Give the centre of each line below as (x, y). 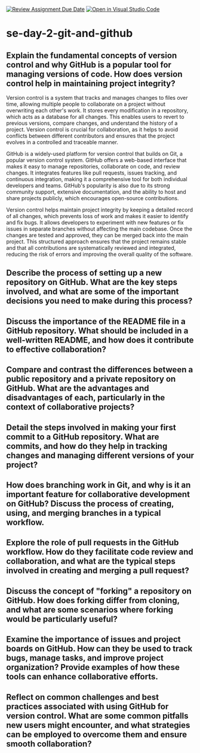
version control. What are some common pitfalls (98, 716)
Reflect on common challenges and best (83, 697)
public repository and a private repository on (91, 379)
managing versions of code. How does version (94, 74)
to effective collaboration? (56, 349)
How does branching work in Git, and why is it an (99, 485)
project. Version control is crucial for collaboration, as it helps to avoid (92, 129)
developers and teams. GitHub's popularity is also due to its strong (88, 186)
